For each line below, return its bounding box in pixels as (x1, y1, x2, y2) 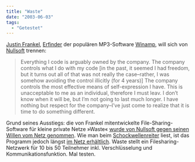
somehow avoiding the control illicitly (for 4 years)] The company (20, 77, 178, 84)
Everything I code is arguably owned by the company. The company (20, 58, 186, 66)
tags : (6, 19, 19, 25)
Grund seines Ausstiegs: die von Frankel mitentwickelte (6, 119, 140, 126)
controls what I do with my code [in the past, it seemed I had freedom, (20, 65, 190, 72)
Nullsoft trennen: (6, 47, 47, 54)
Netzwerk (6, 144, 30, 151)
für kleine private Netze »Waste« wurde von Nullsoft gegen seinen (29, 126, 189, 133)
